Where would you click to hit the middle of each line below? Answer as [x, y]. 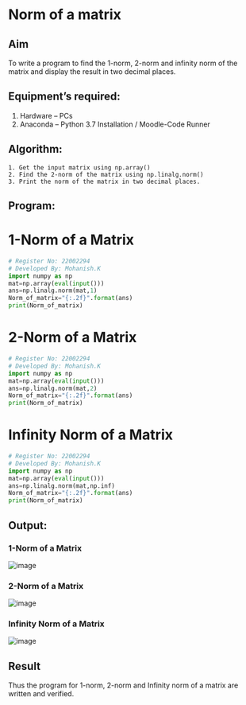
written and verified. [41, 694]
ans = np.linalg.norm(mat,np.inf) [61, 486]
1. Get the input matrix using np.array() [79, 167]
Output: [28, 526]
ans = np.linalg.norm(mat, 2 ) [53, 388]
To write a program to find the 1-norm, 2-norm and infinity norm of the [123, 63]
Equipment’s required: [64, 97]
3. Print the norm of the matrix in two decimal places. [104, 181]
